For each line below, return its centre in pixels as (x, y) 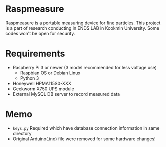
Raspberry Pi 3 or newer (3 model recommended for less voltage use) (85, 67)
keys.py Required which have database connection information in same (86, 128)
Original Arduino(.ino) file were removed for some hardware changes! (84, 139)
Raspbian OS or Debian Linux (50, 73)
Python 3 (29, 78)
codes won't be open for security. (40, 33)
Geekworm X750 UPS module (43, 89)
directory (22, 133)
